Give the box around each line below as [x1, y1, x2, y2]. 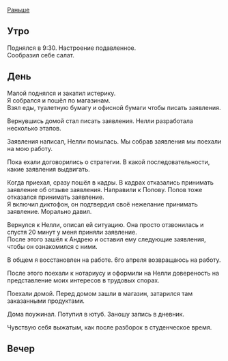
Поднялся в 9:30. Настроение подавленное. [7, 44, 137, 52]
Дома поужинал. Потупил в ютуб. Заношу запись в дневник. [7, 310, 185, 318]
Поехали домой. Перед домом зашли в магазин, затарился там [7, 289, 193, 297]
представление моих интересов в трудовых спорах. [7, 276, 160, 284]
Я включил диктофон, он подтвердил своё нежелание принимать [7, 200, 198, 208]
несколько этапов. [7, 124, 61, 132]
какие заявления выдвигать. [7, 165, 90, 173]
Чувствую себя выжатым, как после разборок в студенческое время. [7, 323, 212, 331]
